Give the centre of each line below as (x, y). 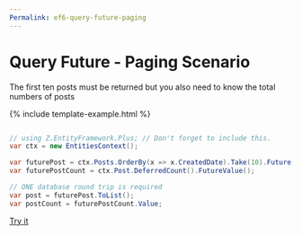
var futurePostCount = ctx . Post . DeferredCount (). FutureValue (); (132, 171)
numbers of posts (42, 96)
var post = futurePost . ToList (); (72, 195)
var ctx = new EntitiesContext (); (74, 146)
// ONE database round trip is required (86, 187)
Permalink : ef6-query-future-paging (78, 17)
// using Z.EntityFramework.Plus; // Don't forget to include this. (140, 138)
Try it (19, 221)
